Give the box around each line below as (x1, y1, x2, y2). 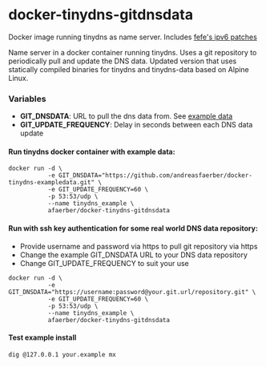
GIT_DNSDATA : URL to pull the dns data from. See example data (19, 111, 233, 121)
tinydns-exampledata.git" (8, 179, 95, 187)
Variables (8, 93, 46, 104)
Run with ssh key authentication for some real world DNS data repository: (8, 224, 259, 233)
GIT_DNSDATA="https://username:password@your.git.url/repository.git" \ (8, 288, 256, 296)
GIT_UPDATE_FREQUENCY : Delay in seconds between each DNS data (19, 120, 253, 130)
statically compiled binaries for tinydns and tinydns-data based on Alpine (8, 64, 250, 74)
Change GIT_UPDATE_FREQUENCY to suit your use (19, 258, 190, 268)
